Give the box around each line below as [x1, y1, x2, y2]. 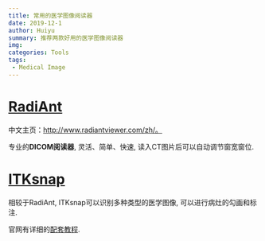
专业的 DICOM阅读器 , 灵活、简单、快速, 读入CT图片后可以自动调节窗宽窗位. [8, 142, 255, 151]
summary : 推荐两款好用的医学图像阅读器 [8, 33, 123, 42]
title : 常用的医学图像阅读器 [8, 11, 93, 20]
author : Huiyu [8, 26, 56, 34]
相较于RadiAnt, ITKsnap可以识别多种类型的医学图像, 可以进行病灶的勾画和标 [8, 197, 257, 207]
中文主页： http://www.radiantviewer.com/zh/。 [8, 125, 163, 134]
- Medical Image [11, 64, 66, 72]
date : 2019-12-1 [8, 19, 62, 27]
